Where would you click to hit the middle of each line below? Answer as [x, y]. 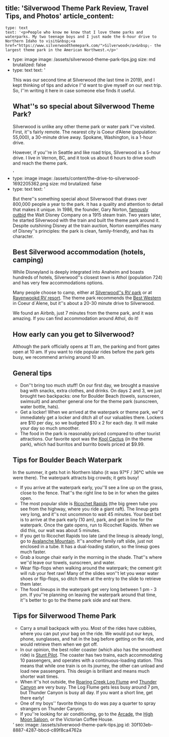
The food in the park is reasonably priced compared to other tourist [90, 434]
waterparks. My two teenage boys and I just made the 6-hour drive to [81, 37]
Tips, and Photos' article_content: [60, 16]
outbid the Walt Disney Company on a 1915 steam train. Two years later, [87, 215]
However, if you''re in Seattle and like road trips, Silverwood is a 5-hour [87, 152]
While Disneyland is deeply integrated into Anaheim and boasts [78, 272]
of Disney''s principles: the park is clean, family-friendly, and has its [83, 231]
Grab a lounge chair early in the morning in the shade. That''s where [91, 557]
